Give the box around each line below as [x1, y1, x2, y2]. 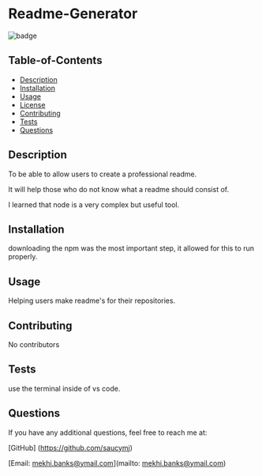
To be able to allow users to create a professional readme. [8, 169, 197, 179]
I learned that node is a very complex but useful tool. [8, 199, 180, 210]
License [19, 100, 46, 109]
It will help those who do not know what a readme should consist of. [8, 184, 230, 194]
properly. [8, 252, 38, 262]
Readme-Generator [8, 5, 138, 23]
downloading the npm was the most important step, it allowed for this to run [8, 244, 255, 253]
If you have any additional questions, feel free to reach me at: [8, 428, 208, 437]
